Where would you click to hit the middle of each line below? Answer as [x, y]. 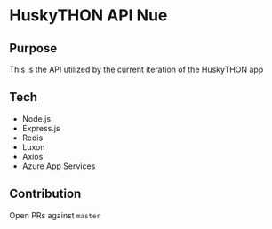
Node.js [36, 118]
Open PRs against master [55, 215]
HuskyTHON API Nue [88, 16]
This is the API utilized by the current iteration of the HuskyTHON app [136, 69]
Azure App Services [59, 166]
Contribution [45, 194]
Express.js [41, 128]
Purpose [33, 48]
